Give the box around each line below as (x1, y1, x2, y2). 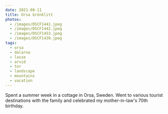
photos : (5, 17, 22, 22)
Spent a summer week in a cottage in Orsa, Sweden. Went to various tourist (5, 92, 163, 98)
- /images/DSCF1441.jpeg (10, 21, 62, 27)
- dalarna (10, 50, 30, 55)
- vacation (10, 78, 33, 83)
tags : (5, 41, 17, 46)
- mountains (10, 73, 35, 79)
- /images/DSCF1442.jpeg (10, 26, 62, 31)
